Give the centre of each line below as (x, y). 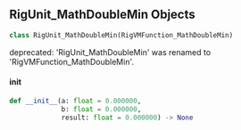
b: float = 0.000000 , (101, 109)
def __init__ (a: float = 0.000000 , (75, 101)
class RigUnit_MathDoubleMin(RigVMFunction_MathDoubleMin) (121, 35)
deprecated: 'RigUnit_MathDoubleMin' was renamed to (110, 52)
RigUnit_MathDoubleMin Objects (102, 15)
